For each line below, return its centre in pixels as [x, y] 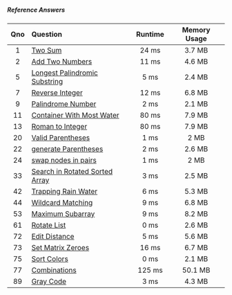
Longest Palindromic [65, 73]
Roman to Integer [59, 126]
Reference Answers [36, 10]
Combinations [54, 270]
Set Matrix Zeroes [60, 247]
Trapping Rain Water [65, 191]
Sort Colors [50, 258]
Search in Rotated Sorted [72, 171]
